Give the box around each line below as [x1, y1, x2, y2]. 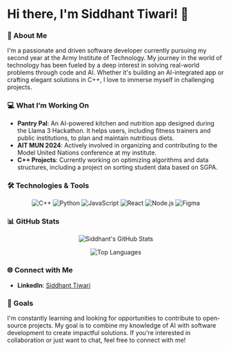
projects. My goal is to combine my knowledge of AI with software [28, 321, 217, 330]
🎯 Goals [7, 298, 34, 308]
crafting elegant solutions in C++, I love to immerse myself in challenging [7, 76, 214, 84]
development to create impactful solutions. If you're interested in [7, 328, 191, 337]
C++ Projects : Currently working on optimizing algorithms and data [17, 155, 209, 164]
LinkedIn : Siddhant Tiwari [17, 281, 91, 289]
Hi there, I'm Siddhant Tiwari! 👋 [7, 6, 189, 22]
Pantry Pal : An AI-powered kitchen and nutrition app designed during [17, 119, 215, 127]
